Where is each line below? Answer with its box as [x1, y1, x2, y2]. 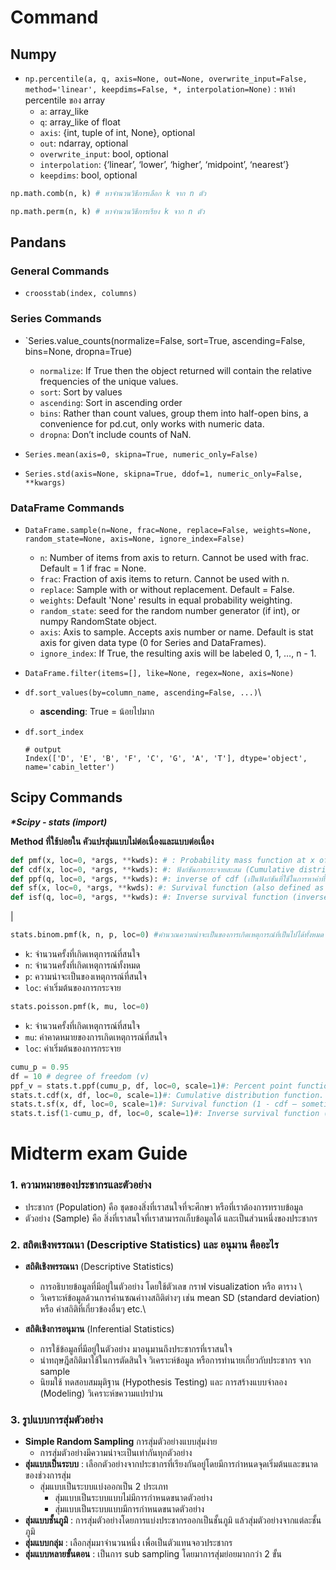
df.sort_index [24, 727, 84, 738]
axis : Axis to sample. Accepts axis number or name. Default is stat [39, 626, 314, 638]
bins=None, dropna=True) [24, 345, 133, 357]
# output [24, 745, 62, 755]
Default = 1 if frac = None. [39, 562, 147, 575]
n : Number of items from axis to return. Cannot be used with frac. [39, 552, 310, 564]
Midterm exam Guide [10, 1142, 188, 1165]
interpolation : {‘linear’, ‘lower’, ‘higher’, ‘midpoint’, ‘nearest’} [39, 159, 290, 170]
